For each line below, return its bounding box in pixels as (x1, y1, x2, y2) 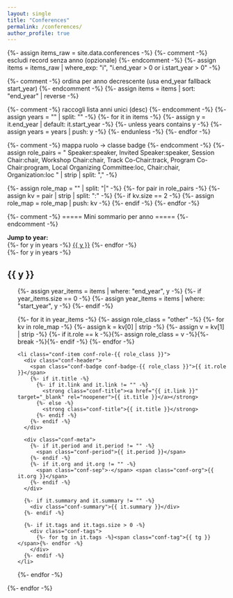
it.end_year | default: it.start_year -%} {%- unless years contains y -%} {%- (7, 120, 223, 129)
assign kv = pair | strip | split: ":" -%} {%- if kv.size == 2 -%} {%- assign (7, 192, 214, 200)
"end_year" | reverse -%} (7, 92, 79, 100)
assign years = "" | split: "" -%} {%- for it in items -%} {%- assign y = (7, 113, 206, 121)
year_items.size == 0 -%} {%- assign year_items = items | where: (17, 294, 205, 303)
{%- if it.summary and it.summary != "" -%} (24, 498, 155, 505)
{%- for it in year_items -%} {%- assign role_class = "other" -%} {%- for (17, 315, 225, 324)
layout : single (7, 10, 51, 17)
